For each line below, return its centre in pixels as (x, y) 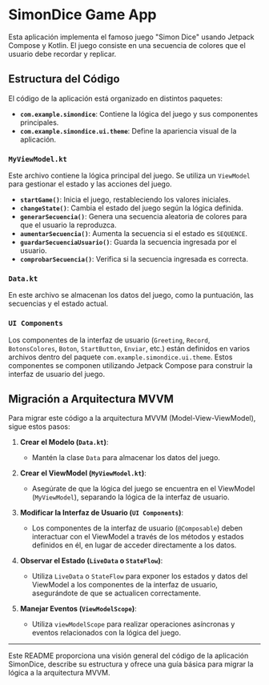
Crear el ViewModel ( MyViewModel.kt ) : (83, 473)
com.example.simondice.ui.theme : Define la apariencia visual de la (128, 130)
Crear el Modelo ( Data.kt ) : (64, 443)
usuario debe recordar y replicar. (62, 54)
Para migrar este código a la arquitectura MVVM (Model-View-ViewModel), (132, 419)
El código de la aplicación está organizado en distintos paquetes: (115, 98)
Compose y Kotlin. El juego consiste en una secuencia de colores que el (127, 45)
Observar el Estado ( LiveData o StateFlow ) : (91, 561)
